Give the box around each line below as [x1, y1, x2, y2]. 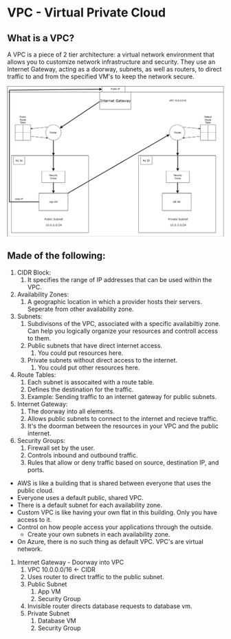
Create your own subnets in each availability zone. [27, 530, 170, 538]
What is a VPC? [7, 32, 74, 44]
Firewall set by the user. [27, 444, 95, 452]
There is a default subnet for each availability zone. [16, 501, 163, 509]
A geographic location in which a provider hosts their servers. [27, 297, 203, 305]
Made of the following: [7, 250, 106, 262]
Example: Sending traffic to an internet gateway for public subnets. [27, 392, 217, 400]
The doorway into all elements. [27, 407, 115, 415]
